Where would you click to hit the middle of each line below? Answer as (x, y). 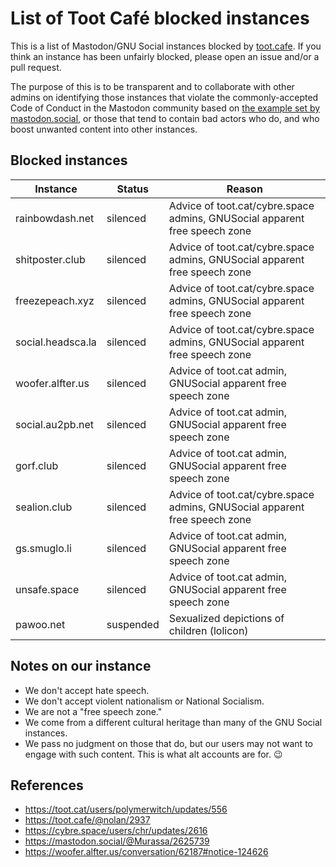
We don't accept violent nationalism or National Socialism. (144, 701)
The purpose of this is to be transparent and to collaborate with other (152, 86)
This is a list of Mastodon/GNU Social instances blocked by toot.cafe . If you (166, 46)
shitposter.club (50, 259)
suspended (133, 624)
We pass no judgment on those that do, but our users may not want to (168, 743)
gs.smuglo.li (43, 548)
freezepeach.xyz (55, 300)
